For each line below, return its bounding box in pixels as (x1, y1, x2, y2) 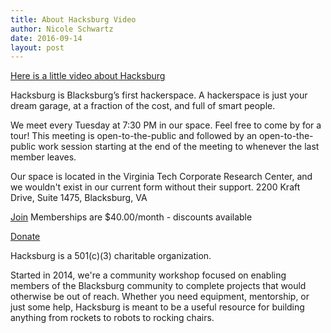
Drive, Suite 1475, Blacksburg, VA (10, 192, 148, 204)
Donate (10, 231, 41, 243)
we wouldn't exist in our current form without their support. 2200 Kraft (10, 181, 301, 193)
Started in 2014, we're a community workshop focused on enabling (10, 269, 287, 281)
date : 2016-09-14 (10, 33, 83, 43)
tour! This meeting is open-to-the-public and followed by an (10, 130, 258, 142)
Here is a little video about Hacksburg (10, 70, 166, 82)
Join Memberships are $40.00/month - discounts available (10, 211, 253, 223)
